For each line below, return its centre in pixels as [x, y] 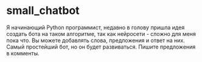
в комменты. [23, 53]
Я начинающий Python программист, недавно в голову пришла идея [96, 27]
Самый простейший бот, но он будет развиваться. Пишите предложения [101, 47]
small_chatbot [43, 11]
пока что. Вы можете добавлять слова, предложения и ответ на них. [96, 40]
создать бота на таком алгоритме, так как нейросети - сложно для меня [101, 33]
